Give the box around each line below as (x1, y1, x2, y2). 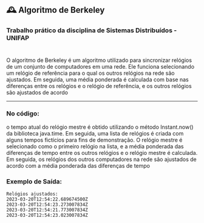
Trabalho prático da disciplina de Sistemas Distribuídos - (6, 26, 177, 35)
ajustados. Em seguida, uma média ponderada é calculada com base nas (6, 75, 189, 83)
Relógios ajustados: (6, 191, 59, 197)
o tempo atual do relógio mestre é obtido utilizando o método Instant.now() (6, 123, 194, 131)
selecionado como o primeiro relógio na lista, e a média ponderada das (6, 142, 184, 150)
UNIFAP (6, 34, 29, 43)
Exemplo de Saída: (6, 177, 63, 185)
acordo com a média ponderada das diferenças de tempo (6, 162, 151, 169)
